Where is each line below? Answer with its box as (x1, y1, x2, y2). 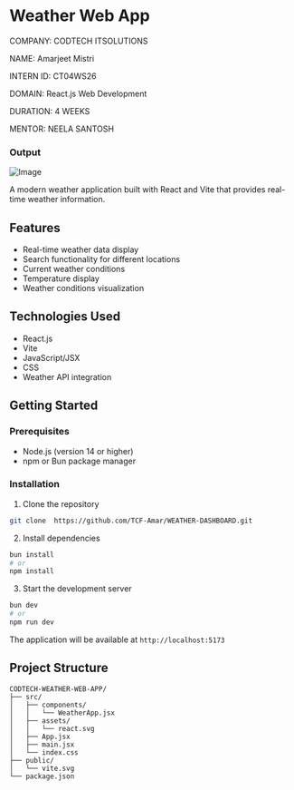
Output (9, 146, 42, 159)
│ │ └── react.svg (9, 724, 95, 733)
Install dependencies (22, 532, 101, 543)
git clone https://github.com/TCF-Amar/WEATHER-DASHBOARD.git (9, 516, 253, 525)
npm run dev (9, 618, 54, 627)
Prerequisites (9, 425, 70, 438)
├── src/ (9, 692, 43, 701)
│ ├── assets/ (9, 716, 71, 726)
